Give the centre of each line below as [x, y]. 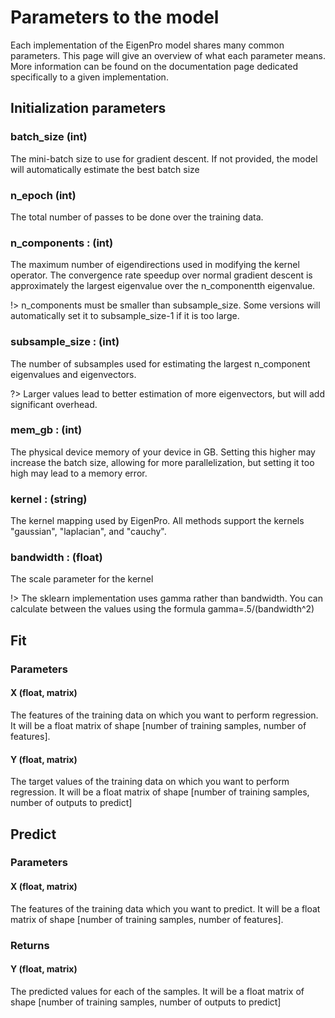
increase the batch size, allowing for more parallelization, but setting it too [162, 462]
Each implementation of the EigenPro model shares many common [147, 45]
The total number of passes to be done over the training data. [137, 217]
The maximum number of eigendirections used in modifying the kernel [155, 265]
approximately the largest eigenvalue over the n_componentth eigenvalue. [163, 286]
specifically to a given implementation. [89, 77]
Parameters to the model [115, 17]
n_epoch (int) [43, 195]
